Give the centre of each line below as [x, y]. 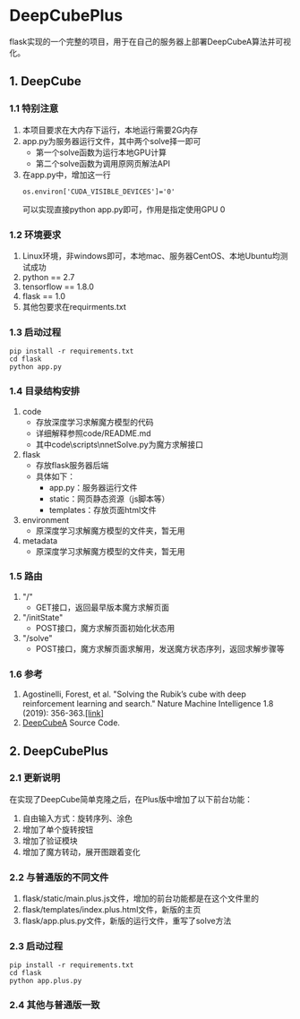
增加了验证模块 [50, 840]
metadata [40, 540]
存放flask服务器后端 [72, 465]
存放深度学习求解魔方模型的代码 [94, 422]
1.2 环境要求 [35, 235]
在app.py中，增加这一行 [67, 175]
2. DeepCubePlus [59, 751]
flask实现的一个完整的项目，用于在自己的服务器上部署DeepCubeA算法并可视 [150, 41]
